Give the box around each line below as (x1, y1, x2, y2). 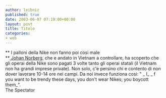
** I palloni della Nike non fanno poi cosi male (5, 49, 100, 56)
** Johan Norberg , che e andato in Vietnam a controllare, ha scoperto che (5, 55, 159, 61)
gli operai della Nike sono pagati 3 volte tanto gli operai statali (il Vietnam (5, 60, 157, 66)
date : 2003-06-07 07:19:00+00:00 (5, 17, 76, 22)
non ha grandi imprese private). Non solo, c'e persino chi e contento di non (5, 65, 161, 71)
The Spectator (5, 87, 35, 93)
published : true (5, 12, 39, 17)
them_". (5, 81, 21, 87)
